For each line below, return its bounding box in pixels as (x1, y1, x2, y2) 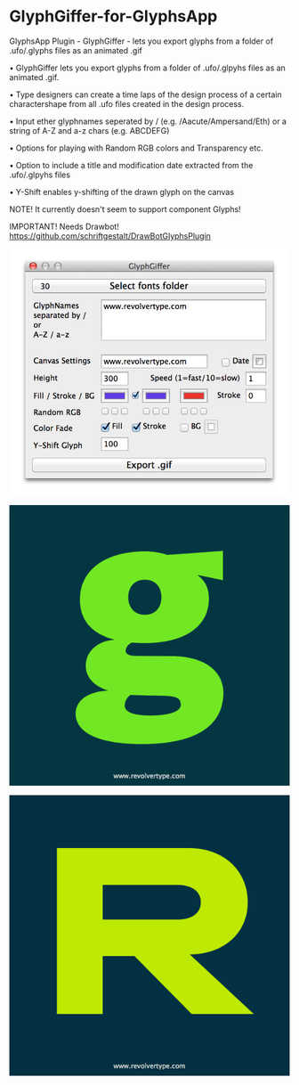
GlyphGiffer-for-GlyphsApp (9, 6, 218, 27)
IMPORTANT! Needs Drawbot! (9, 221, 120, 232)
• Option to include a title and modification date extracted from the (9, 159, 254, 170)
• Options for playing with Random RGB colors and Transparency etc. (9, 143, 264, 153)
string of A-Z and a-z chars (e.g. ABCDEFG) (9, 125, 170, 135)
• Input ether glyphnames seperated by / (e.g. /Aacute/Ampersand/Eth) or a (9, 116, 287, 126)
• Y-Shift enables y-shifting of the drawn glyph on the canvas (9, 186, 234, 197)
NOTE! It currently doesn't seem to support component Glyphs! (9, 203, 242, 215)
